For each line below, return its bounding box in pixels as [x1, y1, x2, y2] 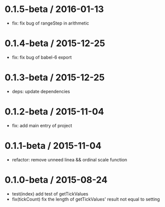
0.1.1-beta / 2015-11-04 [5, 140, 102, 151]
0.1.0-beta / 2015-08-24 [5, 174, 108, 185]
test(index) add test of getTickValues [12, 190, 89, 196]
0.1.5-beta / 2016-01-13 [5, 4, 104, 15]
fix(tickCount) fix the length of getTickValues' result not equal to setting [12, 196, 160, 202]
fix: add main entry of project [12, 122, 72, 128]
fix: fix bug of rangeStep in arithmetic [12, 20, 89, 26]
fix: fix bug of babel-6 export [12, 54, 72, 60]
